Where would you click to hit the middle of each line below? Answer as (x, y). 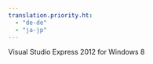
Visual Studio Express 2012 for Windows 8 (76, 52)
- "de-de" (31, 23)
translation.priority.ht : (50, 15)
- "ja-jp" (31, 30)
